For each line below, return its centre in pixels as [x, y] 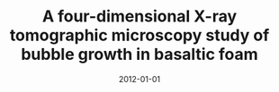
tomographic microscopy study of [139, 35]
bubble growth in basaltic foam [139, 54]
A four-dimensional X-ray [139, 17]
